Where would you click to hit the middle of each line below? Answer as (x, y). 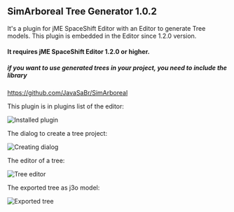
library (17, 75)
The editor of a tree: (36, 161)
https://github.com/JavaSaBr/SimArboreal (68, 93)
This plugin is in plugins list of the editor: (66, 106)
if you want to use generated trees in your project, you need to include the (117, 68)
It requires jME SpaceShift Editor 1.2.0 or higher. (78, 52)
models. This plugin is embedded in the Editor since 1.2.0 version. (102, 36)
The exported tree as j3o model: (54, 188)
